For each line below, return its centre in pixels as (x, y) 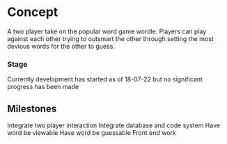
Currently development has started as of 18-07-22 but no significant (105, 79)
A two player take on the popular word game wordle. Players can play (107, 31)
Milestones (32, 109)
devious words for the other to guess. (61, 46)
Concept (33, 12)
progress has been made (43, 87)
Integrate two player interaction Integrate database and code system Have (114, 125)
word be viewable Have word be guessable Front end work (92, 133)
